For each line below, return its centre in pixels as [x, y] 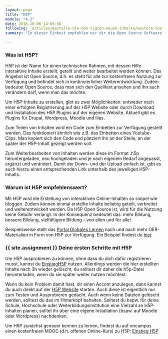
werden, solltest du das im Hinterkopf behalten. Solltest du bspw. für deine [82, 300]
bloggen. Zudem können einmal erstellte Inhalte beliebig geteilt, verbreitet [81, 203]
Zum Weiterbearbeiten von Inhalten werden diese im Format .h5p [72, 153]
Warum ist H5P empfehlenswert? [46, 187]
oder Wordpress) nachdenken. [37, 316]
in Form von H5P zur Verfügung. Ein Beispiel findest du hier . [91, 234]
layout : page [19, 10]
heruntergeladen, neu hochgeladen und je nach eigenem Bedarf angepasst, [83, 158]
